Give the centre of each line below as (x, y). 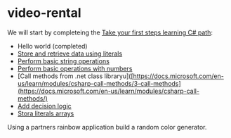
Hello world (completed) (52, 46)
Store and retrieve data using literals (70, 54)
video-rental (45, 13)
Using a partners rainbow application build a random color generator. (107, 127)
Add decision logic (44, 106)
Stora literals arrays (46, 113)
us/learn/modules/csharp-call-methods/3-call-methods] (99, 83)
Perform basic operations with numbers (75, 68)
